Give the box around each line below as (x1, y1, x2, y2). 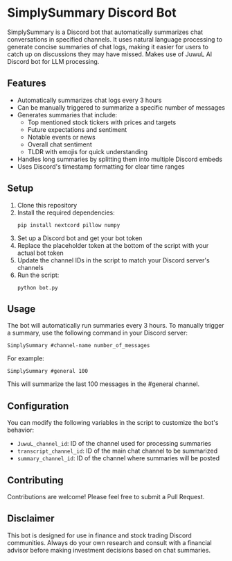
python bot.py (17, 284, 58, 291)
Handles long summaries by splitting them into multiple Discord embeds (17, 155, 223, 163)
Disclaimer (7, 512, 55, 525)
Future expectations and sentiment (27, 125, 127, 133)
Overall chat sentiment (27, 140, 92, 149)
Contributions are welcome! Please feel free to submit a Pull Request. (7, 493, 205, 501)
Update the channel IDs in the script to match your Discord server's (17, 256, 210, 265)
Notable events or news (27, 133, 96, 141)
